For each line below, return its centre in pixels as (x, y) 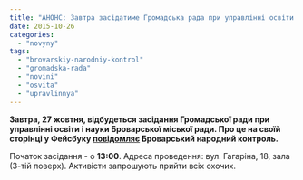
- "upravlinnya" (48, 93)
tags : (20, 52)
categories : (32, 34)
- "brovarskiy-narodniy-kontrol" (81, 60)
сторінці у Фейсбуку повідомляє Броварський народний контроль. (144, 138)
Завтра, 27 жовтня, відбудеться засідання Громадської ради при (140, 119)
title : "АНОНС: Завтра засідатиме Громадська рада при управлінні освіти (152, 18)
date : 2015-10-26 (42, 26)
